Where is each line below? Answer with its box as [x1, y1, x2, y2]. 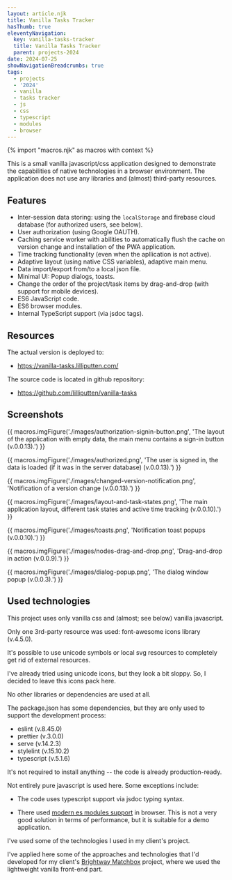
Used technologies [7, 595, 91, 607]
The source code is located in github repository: [7, 375, 144, 384]
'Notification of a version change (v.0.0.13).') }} [7, 484, 141, 492]
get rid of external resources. [7, 655, 91, 664]
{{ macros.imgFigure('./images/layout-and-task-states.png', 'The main [7, 497, 208, 506]
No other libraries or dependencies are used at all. [7, 690, 151, 698]
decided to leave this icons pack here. [7, 676, 117, 685]
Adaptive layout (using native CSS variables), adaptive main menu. [17, 257, 208, 266]
